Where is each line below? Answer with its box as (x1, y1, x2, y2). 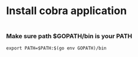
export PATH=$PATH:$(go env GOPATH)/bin (6, 45, 107, 51)
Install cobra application (6, 4, 127, 18)
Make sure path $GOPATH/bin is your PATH (6, 32, 133, 40)
